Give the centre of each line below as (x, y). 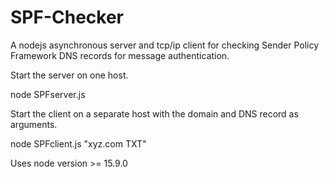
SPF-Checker (67, 17)
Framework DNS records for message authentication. (120, 55)
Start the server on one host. (69, 75)
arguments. (34, 124)
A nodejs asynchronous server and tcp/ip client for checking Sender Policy (165, 45)
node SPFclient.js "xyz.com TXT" (78, 143)
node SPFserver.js (48, 94)
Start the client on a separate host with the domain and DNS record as (154, 113)
